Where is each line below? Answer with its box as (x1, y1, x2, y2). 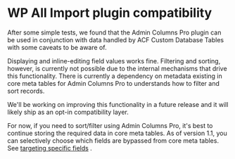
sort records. (7, 87, 45, 95)
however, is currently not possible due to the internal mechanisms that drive (7, 64, 227, 72)
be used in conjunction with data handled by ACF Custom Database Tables (7, 35, 224, 44)
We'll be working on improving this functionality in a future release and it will (7, 100, 229, 108)
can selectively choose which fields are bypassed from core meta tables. (7, 136, 220, 145)
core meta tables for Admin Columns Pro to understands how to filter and (7, 79, 220, 87)
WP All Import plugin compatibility (7, 5, 212, 21)
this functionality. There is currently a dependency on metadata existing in (7, 72, 223, 80)
